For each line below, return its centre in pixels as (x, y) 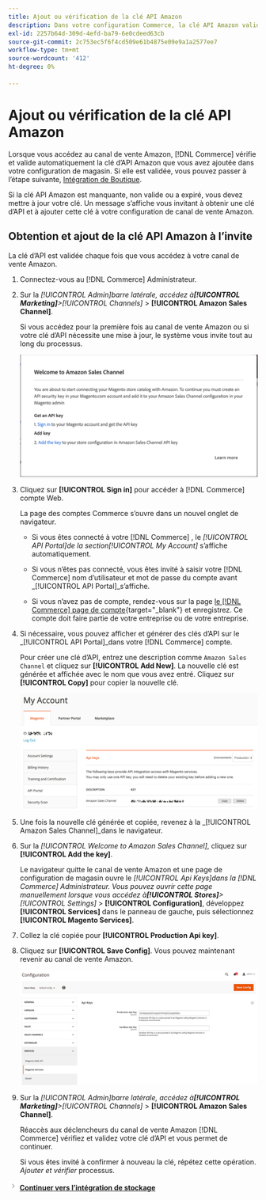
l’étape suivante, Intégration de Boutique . (75, 179)
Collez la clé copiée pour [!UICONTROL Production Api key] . (119, 935)
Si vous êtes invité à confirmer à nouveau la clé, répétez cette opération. (138, 1162)
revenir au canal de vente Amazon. (76, 959)
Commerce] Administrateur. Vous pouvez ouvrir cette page (116, 886)
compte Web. (42, 498)
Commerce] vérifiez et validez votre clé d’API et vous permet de (123, 1138)
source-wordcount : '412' (49, 59)
